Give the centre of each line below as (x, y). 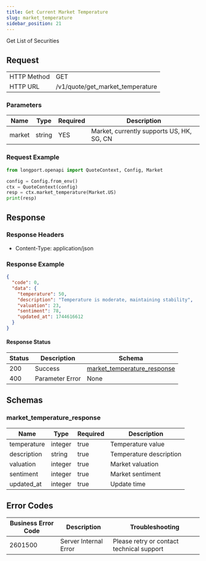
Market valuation (134, 464)
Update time (128, 484)
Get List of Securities (33, 41)
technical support (138, 549)
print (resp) (21, 198)
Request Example (33, 157)
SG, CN (101, 139)
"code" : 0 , (26, 283)
